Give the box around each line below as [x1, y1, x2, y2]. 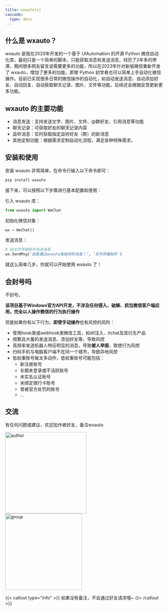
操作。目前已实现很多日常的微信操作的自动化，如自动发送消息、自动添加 [5, 76, 154, 82]
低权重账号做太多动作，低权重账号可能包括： [12, 355, 105, 361]
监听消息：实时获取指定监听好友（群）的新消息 [12, 131, 109, 137]
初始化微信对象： [5, 217, 40, 223]
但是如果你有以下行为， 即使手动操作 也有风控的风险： [5, 319, 115, 325]
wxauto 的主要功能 [5, 104, 63, 113]
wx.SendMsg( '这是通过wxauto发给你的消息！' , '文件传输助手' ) [5, 252, 122, 257]
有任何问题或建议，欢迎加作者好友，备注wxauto [5, 421, 104, 428]
